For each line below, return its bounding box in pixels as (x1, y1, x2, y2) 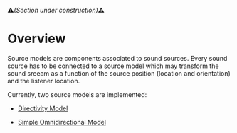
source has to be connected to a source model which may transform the (7, 62, 219, 70)
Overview (7, 31, 66, 47)
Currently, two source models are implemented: (7, 90, 147, 98)
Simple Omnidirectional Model (17, 117, 107, 126)
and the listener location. (7, 76, 80, 85)
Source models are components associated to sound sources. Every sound (7, 54, 228, 62)
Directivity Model (17, 104, 68, 112)
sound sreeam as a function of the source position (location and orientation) (7, 69, 231, 77)
